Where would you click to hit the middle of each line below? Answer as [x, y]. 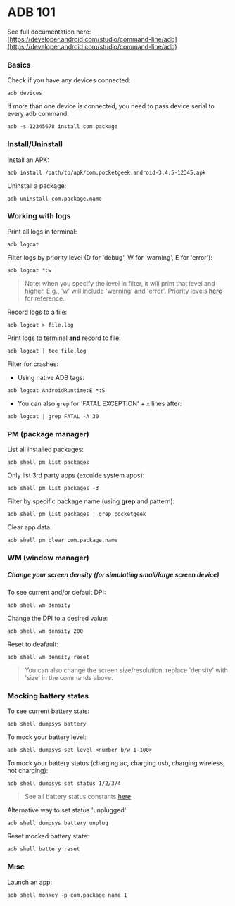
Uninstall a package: [37, 185]
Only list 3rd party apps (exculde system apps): [76, 475]
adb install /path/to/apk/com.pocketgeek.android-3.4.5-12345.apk [107, 172]
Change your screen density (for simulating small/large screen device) [113, 574]
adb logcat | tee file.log [47, 351]
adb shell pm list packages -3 [53, 489]
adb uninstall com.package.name [55, 199]
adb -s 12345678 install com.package [63, 127]
